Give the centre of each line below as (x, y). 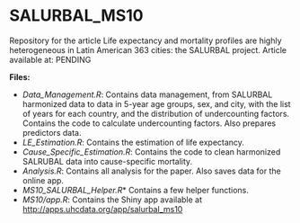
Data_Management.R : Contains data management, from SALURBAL (147, 94)
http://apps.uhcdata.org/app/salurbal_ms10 (102, 209)
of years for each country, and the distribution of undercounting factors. (156, 113)
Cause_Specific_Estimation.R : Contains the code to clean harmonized (151, 152)
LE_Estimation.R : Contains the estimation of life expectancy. (133, 142)
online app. (43, 180)
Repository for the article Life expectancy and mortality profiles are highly (146, 40)
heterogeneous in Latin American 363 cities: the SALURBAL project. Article (148, 49)
